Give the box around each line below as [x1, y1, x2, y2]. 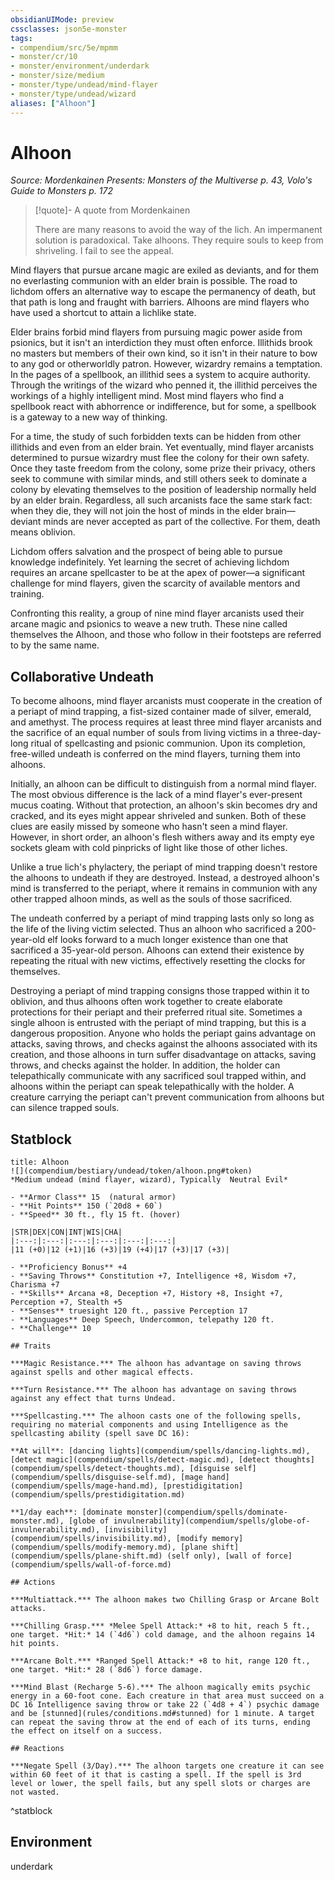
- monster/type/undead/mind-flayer [10, 80, 159, 90]
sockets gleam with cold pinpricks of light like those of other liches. [10, 842, 288, 854]
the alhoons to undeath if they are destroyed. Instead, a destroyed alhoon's [10, 872, 320, 884]
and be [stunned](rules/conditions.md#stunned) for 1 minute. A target [10, 1709, 315, 1719]
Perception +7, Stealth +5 [10, 1297, 123, 1308]
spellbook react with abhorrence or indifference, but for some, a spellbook [10, 401, 317, 413]
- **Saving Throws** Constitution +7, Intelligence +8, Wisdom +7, [10, 1271, 298, 1281]
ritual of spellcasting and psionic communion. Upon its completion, [30, 737, 306, 750]
